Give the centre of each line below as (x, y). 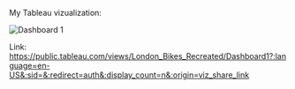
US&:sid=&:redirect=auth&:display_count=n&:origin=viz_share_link (129, 75)
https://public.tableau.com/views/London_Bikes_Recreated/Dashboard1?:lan (148, 56)
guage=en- (30, 66)
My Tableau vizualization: (55, 13)
